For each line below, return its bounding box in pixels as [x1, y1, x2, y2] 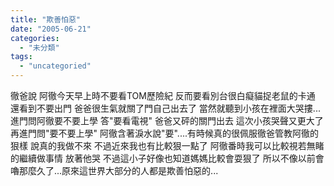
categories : [10, 33, 60, 43]
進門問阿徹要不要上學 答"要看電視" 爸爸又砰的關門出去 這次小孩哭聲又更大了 [10, 115, 324, 126]
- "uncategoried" [19, 61, 92, 71]
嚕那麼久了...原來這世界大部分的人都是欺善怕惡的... [10, 165, 219, 176]
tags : [10, 52, 33, 62]
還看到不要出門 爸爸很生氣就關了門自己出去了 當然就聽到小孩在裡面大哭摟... [10, 102, 321, 114]
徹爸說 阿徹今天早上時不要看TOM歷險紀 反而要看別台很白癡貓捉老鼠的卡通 [10, 90, 316, 101]
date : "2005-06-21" [10, 24, 92, 34]
